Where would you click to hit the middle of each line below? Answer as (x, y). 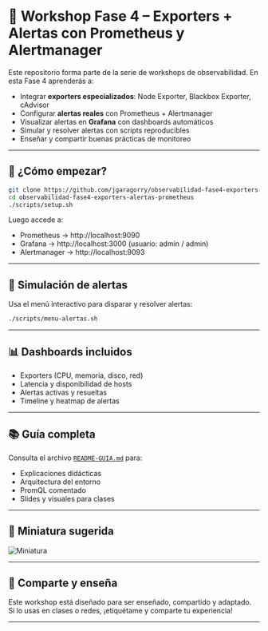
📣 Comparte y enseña (63, 583)
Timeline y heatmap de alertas (69, 401)
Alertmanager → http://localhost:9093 (82, 252)
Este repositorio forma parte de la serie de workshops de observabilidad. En (134, 72)
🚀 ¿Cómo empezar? (58, 171)
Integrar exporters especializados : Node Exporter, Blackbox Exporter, (135, 96)
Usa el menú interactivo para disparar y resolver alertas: (100, 304)
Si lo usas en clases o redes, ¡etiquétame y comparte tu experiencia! (120, 611)
